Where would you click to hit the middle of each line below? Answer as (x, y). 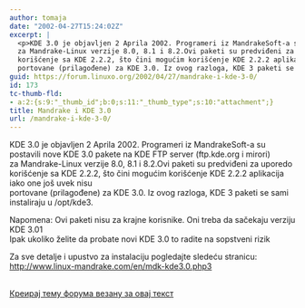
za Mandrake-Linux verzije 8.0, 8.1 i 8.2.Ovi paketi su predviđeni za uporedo (151, 164)
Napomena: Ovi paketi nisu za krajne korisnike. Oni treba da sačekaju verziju (152, 220)
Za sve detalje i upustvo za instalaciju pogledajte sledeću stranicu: (133, 257)
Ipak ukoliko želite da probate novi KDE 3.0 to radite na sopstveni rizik (140, 239)
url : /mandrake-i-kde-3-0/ (60, 119)
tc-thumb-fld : (36, 93)
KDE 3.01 (26, 230)
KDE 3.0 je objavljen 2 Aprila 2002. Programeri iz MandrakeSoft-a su (138, 145)
